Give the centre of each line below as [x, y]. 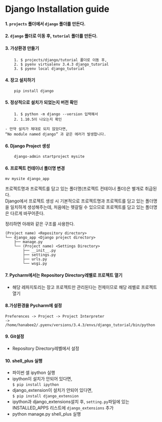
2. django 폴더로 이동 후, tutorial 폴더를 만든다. [51, 36]
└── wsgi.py [35, 264]
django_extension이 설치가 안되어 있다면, [52, 390]
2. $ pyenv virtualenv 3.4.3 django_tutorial [62, 64]
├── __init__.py [39, 251]
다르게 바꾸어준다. [27, 213]
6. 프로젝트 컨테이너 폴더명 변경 [35, 168]
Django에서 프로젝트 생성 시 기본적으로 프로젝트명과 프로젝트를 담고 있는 [75, 201]
